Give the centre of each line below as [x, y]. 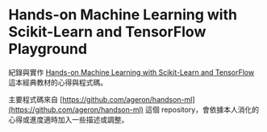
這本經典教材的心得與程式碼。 [58, 82]
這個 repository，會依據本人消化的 [202, 109]
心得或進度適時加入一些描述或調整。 [69, 119]
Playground [48, 49]
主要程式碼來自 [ [35, 99]
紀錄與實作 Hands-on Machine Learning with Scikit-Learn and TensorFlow [131, 72]
